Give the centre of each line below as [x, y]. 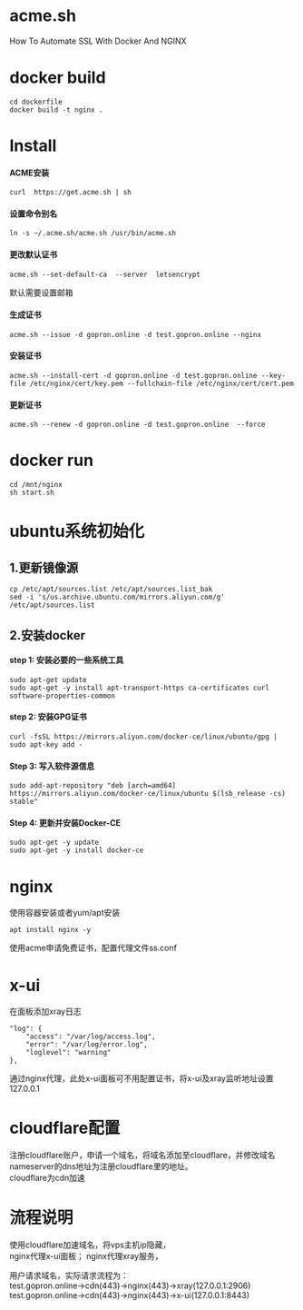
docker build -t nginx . [56, 110]
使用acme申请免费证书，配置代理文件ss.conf [93, 948]
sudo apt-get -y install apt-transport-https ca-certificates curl [140, 688]
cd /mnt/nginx [36, 485]
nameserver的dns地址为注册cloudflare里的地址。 [101, 1166]
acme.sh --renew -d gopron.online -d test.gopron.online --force [137, 425]
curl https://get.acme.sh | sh [70, 193]
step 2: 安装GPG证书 [49, 717]
